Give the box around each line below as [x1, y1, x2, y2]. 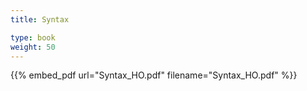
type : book [10, 32, 56, 43]
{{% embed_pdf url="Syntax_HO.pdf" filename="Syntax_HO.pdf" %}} [10, 69, 298, 81]
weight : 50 [10, 42, 56, 52]
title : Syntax [10, 14, 70, 25]
